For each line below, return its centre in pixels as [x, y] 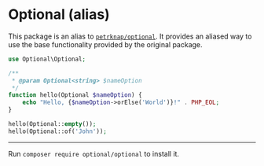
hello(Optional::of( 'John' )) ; [58, 131]
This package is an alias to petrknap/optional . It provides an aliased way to [130, 36]
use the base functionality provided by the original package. [105, 44]
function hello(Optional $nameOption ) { [75, 95]
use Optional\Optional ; [47, 59]
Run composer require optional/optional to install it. [93, 153]
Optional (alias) [59, 15]
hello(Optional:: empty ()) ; [52, 124]
